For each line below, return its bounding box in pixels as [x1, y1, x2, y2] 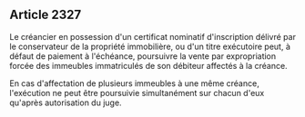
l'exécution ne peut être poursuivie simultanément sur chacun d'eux [9, 87, 265, 98]
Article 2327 [9, 7, 82, 23]
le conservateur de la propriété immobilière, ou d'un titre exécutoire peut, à [9, 41, 291, 52]
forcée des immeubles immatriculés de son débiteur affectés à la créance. [9, 60, 289, 71]
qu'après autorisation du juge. [9, 97, 122, 108]
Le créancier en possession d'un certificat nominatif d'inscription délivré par [9, 31, 296, 42]
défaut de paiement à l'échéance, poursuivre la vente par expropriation [9, 50, 277, 62]
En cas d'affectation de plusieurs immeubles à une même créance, [9, 77, 259, 89]
